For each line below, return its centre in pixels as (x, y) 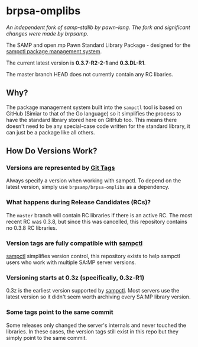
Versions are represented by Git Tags (61, 168)
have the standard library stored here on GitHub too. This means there (92, 120)
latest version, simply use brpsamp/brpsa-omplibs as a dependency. (88, 187)
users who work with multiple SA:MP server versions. (71, 262)
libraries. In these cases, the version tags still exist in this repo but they (92, 331)
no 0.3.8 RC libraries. (32, 228)
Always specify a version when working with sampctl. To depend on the (94, 181)
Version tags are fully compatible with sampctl (74, 243)
